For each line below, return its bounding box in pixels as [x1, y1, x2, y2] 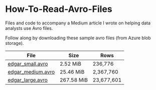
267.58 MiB [59, 76, 88, 83]
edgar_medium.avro [8, 68, 55, 75]
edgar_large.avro [8, 76, 48, 83]
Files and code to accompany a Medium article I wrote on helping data [5, 20, 151, 26]
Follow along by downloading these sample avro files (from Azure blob [5, 35, 151, 41]
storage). [5, 40, 24, 46]
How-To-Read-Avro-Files [5, 3, 113, 15]
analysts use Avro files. [5, 25, 53, 31]
